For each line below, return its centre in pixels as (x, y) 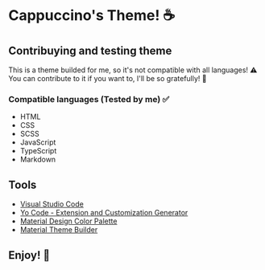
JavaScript (38, 142)
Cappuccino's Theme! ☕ (92, 16)
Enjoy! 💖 (29, 255)
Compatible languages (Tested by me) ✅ (89, 99)
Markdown (38, 160)
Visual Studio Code (52, 204)
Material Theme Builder (59, 230)
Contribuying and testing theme (90, 50)
